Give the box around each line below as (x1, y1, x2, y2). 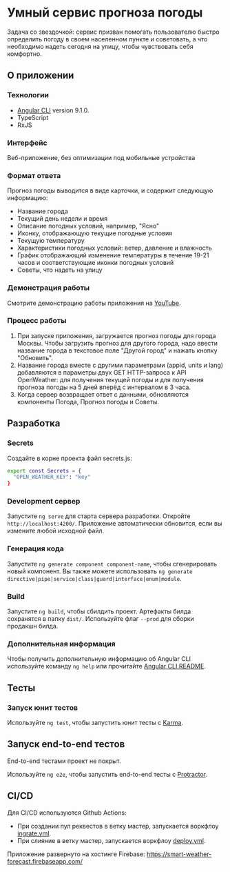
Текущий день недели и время (17, 215, 108, 223)
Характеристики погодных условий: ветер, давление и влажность (17, 244, 212, 252)
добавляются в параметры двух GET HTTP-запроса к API (17, 368, 187, 377)
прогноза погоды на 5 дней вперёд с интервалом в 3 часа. (17, 383, 191, 391)
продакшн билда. (7, 622, 59, 631)
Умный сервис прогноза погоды (7, 5, 203, 21)
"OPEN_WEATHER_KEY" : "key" (13, 474, 91, 481)
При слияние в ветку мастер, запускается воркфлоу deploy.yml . (17, 836, 206, 844)
